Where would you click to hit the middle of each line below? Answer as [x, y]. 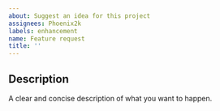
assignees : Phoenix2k [45, 23]
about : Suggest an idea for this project [80, 16]
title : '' [25, 46]
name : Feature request [47, 38]
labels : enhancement [43, 31]
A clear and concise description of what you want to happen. [110, 98]
